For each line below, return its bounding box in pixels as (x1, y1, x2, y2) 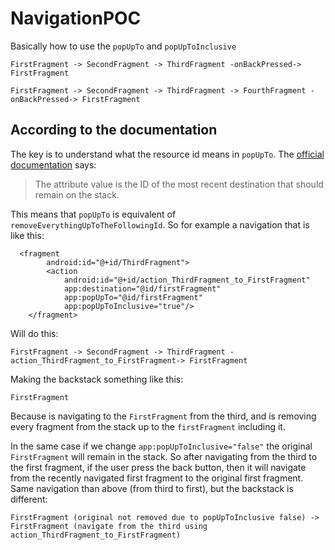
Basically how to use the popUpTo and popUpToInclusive (10, 40, 237, 52)
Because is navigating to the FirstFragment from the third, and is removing (10, 410, 317, 422)
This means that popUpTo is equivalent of (10, 208, 177, 220)
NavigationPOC (10, 7, 142, 30)
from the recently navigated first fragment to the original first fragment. (10, 472, 304, 484)
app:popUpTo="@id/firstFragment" (63, 292, 203, 302)
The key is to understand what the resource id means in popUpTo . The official (10, 148, 325, 160)
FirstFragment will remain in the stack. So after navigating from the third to (10, 450, 318, 462)
